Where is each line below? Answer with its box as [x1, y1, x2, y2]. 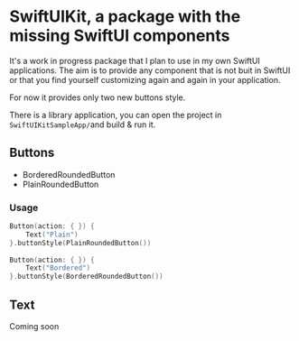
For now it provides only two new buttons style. [9, 92, 186, 103]
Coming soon [9, 320, 60, 331]
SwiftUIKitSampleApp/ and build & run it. [9, 119, 156, 130]
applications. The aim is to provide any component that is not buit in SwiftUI [9, 65, 291, 76]
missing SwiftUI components [9, 25, 230, 46]
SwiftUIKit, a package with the [9, 6, 241, 27]
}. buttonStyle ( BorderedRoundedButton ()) [9, 272, 164, 281]
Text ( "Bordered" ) [25, 263, 91, 272]
